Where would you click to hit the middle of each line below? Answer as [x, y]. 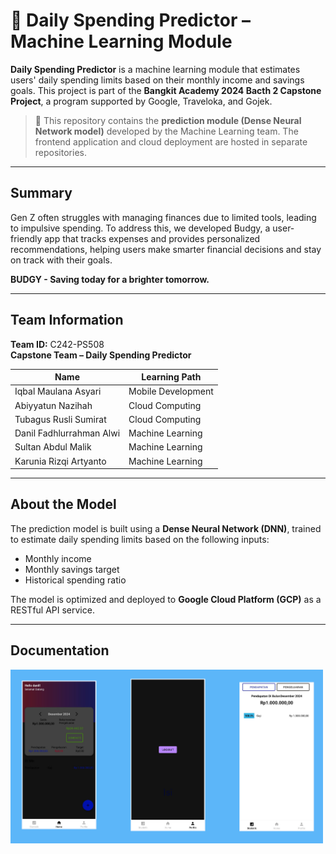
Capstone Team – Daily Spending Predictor [101, 355]
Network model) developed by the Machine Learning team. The [166, 131]
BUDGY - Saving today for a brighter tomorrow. [110, 279]
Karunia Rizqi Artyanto [60, 461]
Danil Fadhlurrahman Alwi [67, 433]
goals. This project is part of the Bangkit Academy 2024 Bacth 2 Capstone [166, 90]
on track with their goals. [61, 260]
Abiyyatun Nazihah [53, 405]
